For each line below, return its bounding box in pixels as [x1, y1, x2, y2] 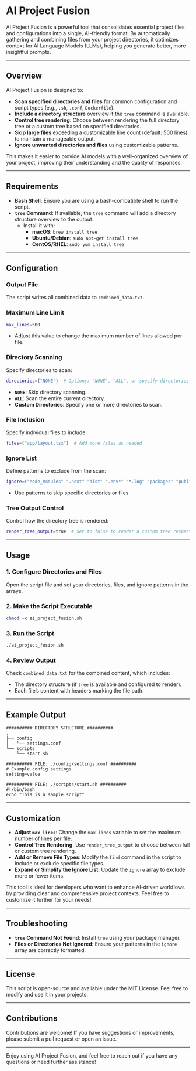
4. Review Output [6, 656, 57, 664]
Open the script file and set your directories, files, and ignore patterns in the [6, 581, 188, 588]
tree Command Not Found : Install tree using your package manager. [14, 934, 181, 941]
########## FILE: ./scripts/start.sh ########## [6, 782, 127, 787]
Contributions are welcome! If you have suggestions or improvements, [6, 1029, 175, 1036]
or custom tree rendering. [14, 848, 76, 855]
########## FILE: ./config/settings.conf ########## [6, 761, 137, 767]
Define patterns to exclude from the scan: [6, 468, 106, 475]
